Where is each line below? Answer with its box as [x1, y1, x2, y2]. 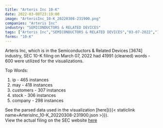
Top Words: [5, 67, 28, 73]
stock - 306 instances [12, 92, 56, 98]
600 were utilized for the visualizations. [5, 58, 84, 64]
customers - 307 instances [12, 87, 66, 93]
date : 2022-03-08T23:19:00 [5, 12, 60, 17]
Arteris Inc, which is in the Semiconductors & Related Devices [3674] [5, 47, 143, 54]
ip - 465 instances [12, 76, 49, 83]
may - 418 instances [12, 82, 53, 88]
